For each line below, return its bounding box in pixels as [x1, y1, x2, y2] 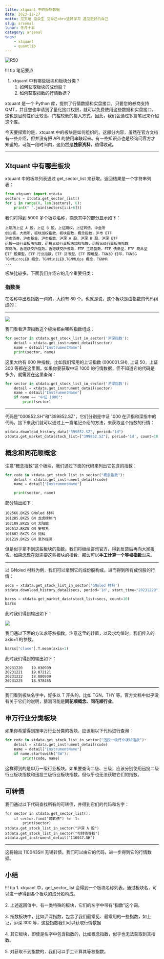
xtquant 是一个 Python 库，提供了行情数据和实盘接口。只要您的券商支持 [5, 100, 150, 106]
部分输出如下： [5, 500, 35, 506]
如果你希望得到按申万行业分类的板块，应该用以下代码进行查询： [5, 728, 133, 734]
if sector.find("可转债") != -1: [14, 816, 80, 821]
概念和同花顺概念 [5, 449, 57, 457]
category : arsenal [5, 30, 42, 35]
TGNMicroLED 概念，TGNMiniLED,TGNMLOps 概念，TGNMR [5, 257, 108, 261]
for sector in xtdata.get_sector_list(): [5, 811, 91, 816]
